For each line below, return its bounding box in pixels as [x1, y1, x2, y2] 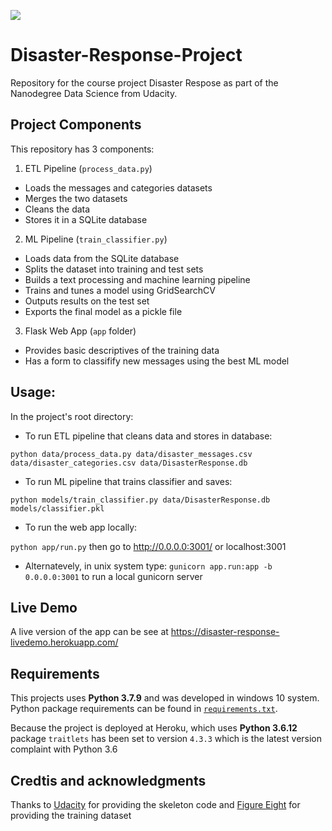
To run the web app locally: [24, 521, 138, 533]
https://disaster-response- [170, 626, 280, 638]
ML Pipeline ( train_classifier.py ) [24, 233, 168, 245]
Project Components [10, 116, 142, 134]
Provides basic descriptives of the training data [24, 344, 220, 356]
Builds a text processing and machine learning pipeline [24, 273, 251, 285]
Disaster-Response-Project [10, 44, 243, 67]
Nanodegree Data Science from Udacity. [10, 87, 178, 99]
